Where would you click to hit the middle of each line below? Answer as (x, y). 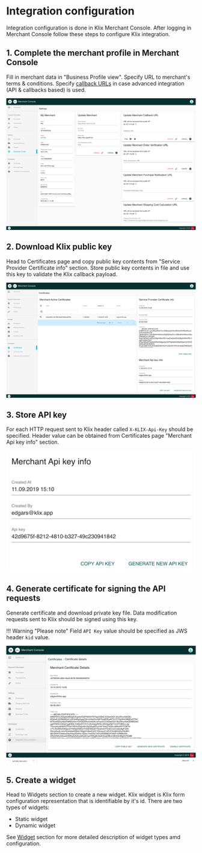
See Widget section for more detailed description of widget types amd (93, 837)
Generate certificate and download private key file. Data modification (92, 613)
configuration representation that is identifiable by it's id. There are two (94, 801)
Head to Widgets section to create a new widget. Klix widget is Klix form (96, 795)
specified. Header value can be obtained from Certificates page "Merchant (99, 435)
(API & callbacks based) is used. (46, 90)
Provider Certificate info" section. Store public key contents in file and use (98, 268)
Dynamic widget (35, 825)
